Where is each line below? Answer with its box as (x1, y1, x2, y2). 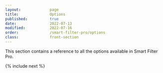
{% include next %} (5, 63, 45, 69)
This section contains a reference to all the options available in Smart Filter (5, 48, 158, 54)
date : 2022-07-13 (5, 21, 72, 26)
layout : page (5, 7, 59, 12)
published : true (5, 16, 59, 21)
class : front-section (5, 35, 79, 40)
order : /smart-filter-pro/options (5, 30, 106, 35)
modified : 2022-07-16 (5, 26, 72, 31)
